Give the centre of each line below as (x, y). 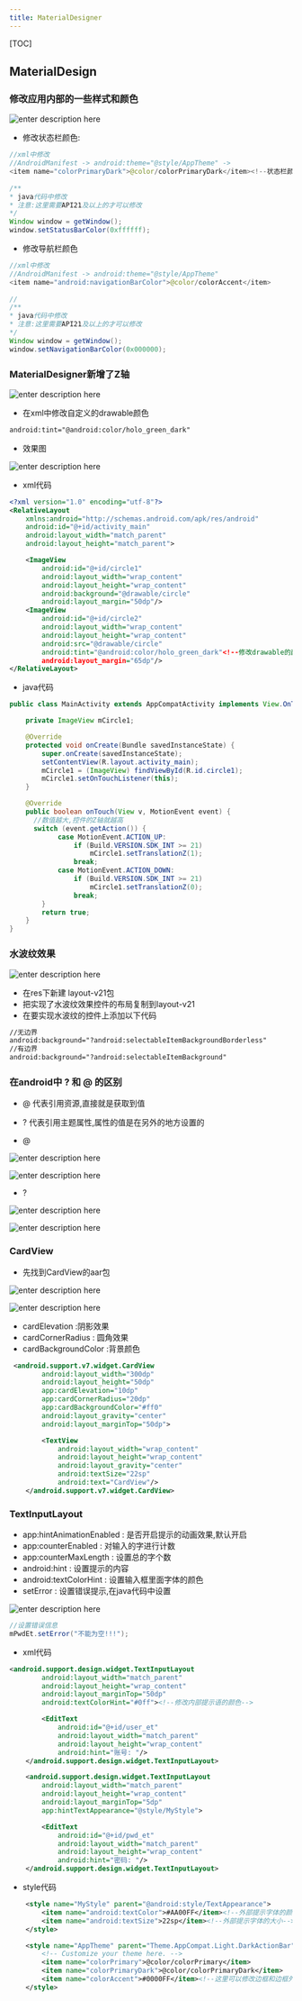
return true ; (66, 912)
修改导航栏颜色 (50, 249)
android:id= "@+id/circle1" (92, 568)
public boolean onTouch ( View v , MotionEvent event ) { (128, 812)
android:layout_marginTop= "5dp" (102, 1803)
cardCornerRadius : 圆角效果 (75, 1337)
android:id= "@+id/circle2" (92, 619)
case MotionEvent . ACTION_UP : (112, 837)
